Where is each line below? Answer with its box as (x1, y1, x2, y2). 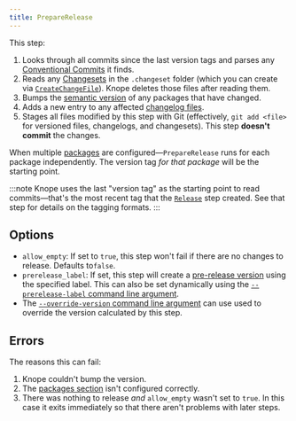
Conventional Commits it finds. (21, 64, 135, 74)
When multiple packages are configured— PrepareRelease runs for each (9, 147, 270, 158)
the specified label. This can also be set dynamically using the (21, 279, 250, 290)
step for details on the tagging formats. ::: (9, 201, 161, 213)
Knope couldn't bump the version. (21, 374, 147, 385)
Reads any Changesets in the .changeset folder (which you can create (21, 73, 278, 84)
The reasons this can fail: (9, 356, 102, 368)
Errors (9, 333, 44, 348)
